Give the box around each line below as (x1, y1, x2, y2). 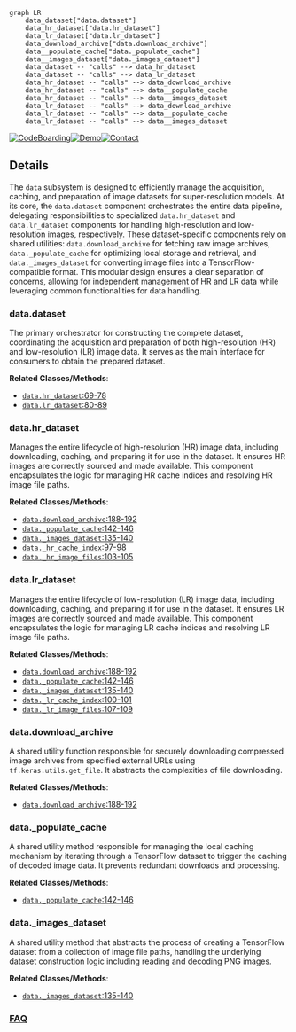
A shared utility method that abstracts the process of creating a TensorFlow (9, 936, 285, 948)
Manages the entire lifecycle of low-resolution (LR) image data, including (9, 594, 275, 605)
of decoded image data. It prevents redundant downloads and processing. (9, 860, 281, 871)
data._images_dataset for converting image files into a (9, 257, 206, 268)
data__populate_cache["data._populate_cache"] (25, 47, 200, 56)
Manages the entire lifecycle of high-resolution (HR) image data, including (9, 442, 279, 452)
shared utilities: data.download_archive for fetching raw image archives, (9, 238, 270, 248)
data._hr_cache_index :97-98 (21, 542, 127, 553)
